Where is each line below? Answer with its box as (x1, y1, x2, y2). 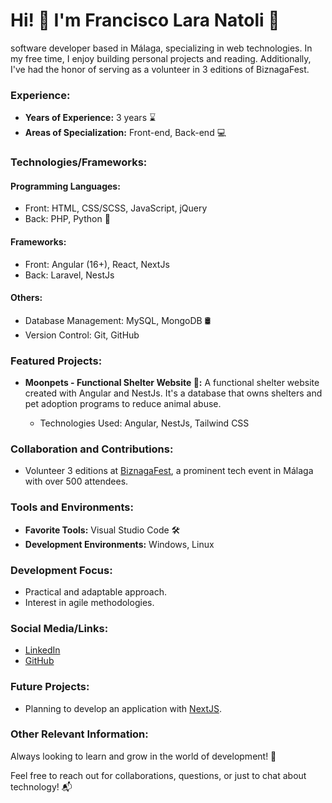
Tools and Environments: (10, 500, 134, 514)
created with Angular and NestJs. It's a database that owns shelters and (24, 387, 323, 399)
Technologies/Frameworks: (10, 155, 148, 169)
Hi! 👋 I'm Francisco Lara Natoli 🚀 (10, 9, 280, 32)
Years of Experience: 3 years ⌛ (24, 112, 157, 124)
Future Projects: (10, 680, 90, 694)
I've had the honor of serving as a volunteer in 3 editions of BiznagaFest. (10, 63, 310, 75)
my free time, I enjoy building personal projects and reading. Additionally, (10, 52, 312, 64)
